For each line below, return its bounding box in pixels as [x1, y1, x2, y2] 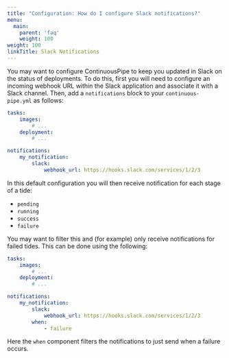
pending [16, 200, 39, 208]
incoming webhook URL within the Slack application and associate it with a [7, 82, 218, 90]
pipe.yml [7, 97, 32, 104]
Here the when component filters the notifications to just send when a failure [7, 337, 221, 346]
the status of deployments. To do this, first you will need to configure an [7, 74, 210, 82]
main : [13, 23, 29, 29]
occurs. [7, 344, 29, 353]
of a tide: [7, 186, 33, 194]
